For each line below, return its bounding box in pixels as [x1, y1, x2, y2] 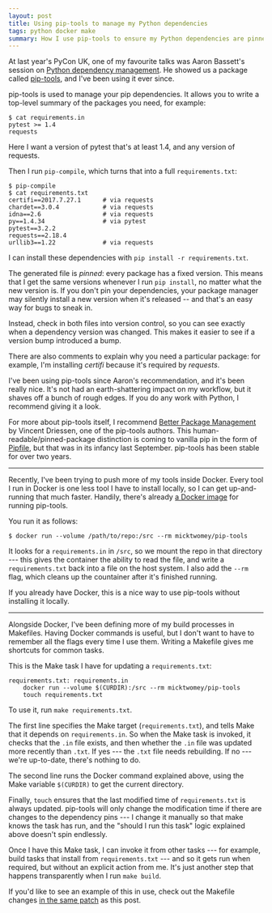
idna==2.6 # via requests [8, 210, 154, 219]
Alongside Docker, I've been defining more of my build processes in [8, 620, 235, 630]
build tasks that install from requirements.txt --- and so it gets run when [8, 854, 251, 864]
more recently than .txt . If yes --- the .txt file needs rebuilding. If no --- [8, 746, 253, 757]
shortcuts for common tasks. [8, 645, 104, 656]
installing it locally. [8, 597, 70, 606]
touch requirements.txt [23, 691, 104, 699]
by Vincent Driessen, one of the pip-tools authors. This [8, 426, 192, 435]
